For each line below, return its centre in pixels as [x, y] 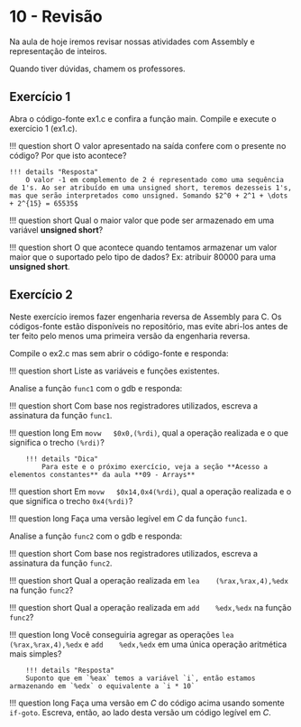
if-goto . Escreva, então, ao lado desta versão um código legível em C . [141, 712]
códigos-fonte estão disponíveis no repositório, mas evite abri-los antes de [149, 326]
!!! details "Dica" [62, 459]
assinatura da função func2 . [61, 563]
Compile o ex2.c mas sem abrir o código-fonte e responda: [119, 353]
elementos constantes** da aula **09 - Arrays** [102, 474]
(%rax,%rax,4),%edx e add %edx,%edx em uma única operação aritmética [148, 644]
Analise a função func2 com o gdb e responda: [96, 536]
